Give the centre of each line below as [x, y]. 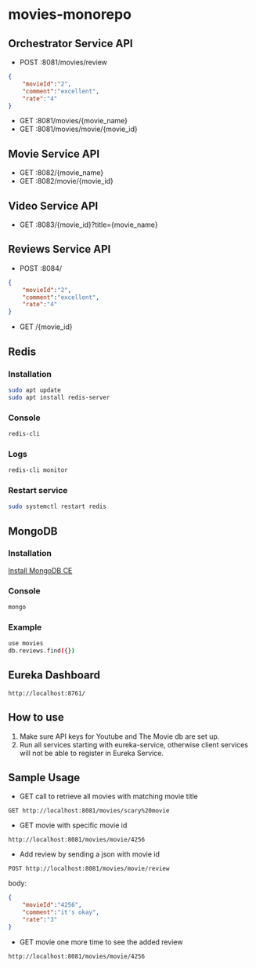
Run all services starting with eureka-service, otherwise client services [134, 744]
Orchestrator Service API [70, 44]
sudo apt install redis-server [59, 397]
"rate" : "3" [40, 920]
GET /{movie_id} [46, 327]
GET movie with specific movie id [73, 825]
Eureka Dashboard [54, 676]
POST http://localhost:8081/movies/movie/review [89, 869]
